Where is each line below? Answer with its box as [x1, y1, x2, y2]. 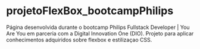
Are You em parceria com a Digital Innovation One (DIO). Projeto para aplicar [6, 30, 194, 37]
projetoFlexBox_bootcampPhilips [6, 4, 174, 18]
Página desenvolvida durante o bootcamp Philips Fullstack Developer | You [6, 24, 190, 31]
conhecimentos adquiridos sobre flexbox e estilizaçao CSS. [6, 36, 152, 43]
